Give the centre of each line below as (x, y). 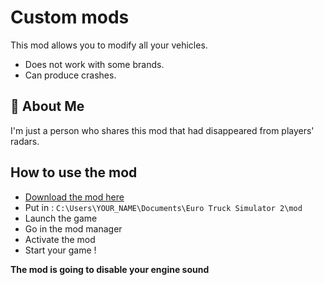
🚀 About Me (47, 106)
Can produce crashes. (70, 75)
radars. (25, 141)
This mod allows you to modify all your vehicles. (109, 45)
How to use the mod (74, 172)
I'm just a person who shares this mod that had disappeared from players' (162, 130)
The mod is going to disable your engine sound (110, 269)
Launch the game (61, 218)
